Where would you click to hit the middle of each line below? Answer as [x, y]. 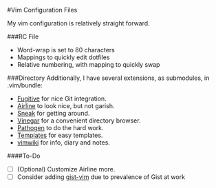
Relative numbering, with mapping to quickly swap [88, 64]
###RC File [23, 36]
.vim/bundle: [25, 85]
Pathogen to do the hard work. [60, 128]
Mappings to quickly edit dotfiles [63, 57]
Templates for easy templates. [60, 135]
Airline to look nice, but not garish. [66, 106]
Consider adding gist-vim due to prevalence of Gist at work [101, 177]
